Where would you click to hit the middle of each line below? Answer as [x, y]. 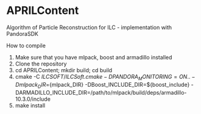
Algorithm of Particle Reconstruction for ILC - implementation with [89, 27]
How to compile [26, 45]
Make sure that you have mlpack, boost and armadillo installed [93, 57]
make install [30, 105]
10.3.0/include [33, 99]
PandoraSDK [22, 33]
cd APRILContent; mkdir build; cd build [64, 70]
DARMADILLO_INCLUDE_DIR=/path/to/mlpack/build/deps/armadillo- [101, 92]
